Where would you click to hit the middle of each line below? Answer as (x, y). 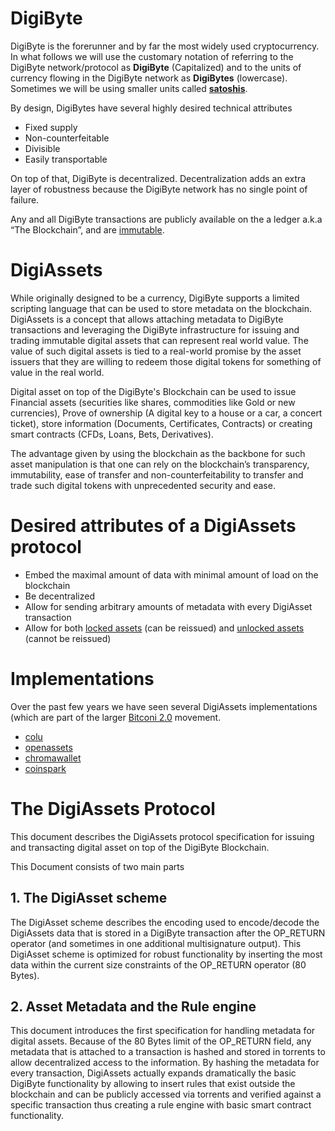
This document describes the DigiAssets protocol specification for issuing (162, 836)
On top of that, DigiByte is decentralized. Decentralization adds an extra (158, 178)
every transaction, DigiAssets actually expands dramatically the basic (153, 1073)
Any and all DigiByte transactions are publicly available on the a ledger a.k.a (166, 219)
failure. (25, 199)
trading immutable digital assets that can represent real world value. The (159, 340)
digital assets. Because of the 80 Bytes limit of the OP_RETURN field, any (161, 1041)
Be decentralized (59, 596)
